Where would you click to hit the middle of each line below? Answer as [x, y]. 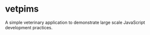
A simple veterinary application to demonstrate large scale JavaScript [75, 22]
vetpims [22, 9]
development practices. [29, 27]
